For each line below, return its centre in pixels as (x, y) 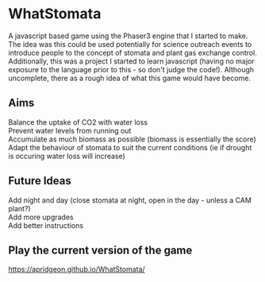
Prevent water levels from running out (70, 130)
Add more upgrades (41, 217)
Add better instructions (46, 225)
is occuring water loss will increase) (67, 156)
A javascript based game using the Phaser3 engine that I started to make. (128, 36)
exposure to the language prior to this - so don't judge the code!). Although (131, 69)
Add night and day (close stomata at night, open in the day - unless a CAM (130, 200)
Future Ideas (40, 181)
